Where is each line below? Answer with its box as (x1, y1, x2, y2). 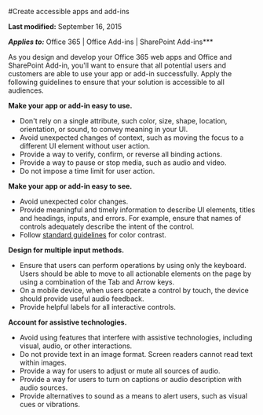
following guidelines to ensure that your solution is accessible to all (8, 78, 225, 86)
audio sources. (19, 383, 68, 392)
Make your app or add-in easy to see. (8, 182, 133, 191)
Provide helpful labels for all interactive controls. (19, 303, 177, 311)
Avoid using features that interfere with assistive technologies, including (19, 333, 253, 342)
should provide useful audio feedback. (19, 294, 144, 303)
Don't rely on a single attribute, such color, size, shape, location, (19, 116, 228, 125)
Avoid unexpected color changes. (19, 196, 129, 206)
